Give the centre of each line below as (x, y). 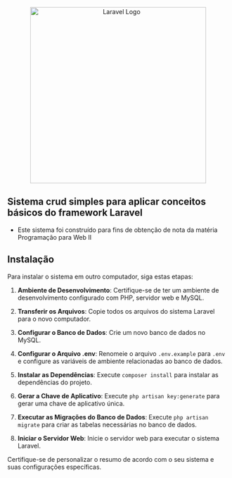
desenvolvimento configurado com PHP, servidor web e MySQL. (111, 298)
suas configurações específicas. (54, 467)
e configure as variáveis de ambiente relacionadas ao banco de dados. (120, 361)
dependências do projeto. (55, 382)
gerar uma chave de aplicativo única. (71, 403)
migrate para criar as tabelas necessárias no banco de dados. (107, 424)
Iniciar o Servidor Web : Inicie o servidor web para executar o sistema (118, 438)
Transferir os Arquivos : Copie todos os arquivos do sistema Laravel (116, 311)
